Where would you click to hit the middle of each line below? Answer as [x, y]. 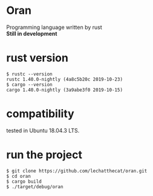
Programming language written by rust [54, 27]
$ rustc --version [29, 74]
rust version [37, 58]
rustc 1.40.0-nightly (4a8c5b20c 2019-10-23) [64, 79]
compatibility [40, 114]
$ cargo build [24, 182]
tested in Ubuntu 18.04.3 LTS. [43, 130]
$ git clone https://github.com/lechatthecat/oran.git [77, 171]
